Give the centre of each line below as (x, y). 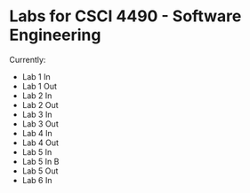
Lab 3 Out (40, 124)
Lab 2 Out (40, 104)
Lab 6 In (37, 180)
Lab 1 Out (40, 86)
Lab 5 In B (40, 161)
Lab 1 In (36, 76)
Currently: (28, 59)
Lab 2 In (37, 96)
